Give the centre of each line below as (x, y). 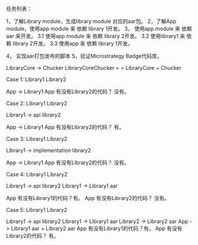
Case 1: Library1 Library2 (36, 79)
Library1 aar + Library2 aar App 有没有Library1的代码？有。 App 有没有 (97, 228)
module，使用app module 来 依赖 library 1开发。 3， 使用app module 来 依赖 (99, 29)
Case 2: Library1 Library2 (37, 103)
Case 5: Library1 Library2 (37, 210)
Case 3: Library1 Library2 (37, 139)
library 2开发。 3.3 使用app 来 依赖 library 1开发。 (73, 43)
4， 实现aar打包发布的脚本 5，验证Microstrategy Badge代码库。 (84, 56)
